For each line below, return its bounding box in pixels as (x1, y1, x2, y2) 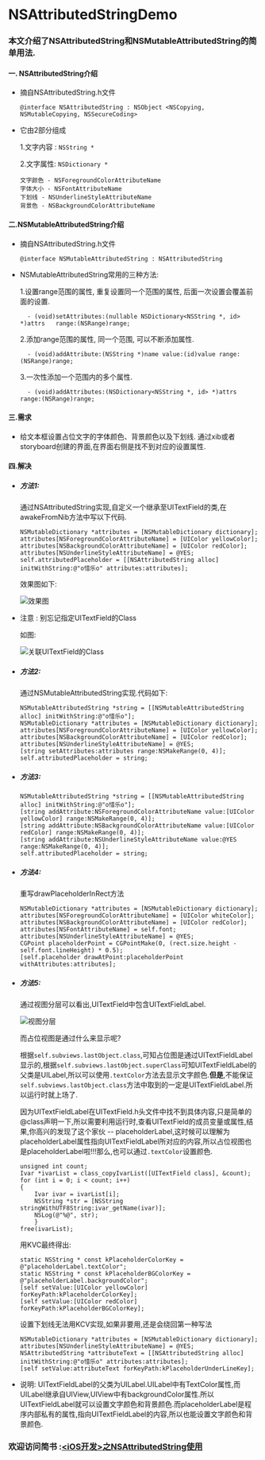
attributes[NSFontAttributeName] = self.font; (19, 926, 177, 934)
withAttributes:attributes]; (19, 960, 117, 969)
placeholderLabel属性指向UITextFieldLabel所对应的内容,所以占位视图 (19, 1137, 245, 1146)
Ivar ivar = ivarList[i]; (34, 1191, 121, 1199)
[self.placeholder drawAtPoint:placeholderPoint (19, 954, 184, 962)
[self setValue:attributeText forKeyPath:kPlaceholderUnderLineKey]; (19, 1365, 255, 1373)
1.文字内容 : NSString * (19, 142, 95, 152)
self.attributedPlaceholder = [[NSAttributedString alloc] (19, 556, 220, 564)
